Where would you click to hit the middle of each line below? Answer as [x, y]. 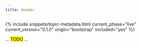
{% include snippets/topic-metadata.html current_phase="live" [71, 24]
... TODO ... [17, 39]
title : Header [20, 10]
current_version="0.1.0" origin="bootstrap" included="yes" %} [70, 29]
